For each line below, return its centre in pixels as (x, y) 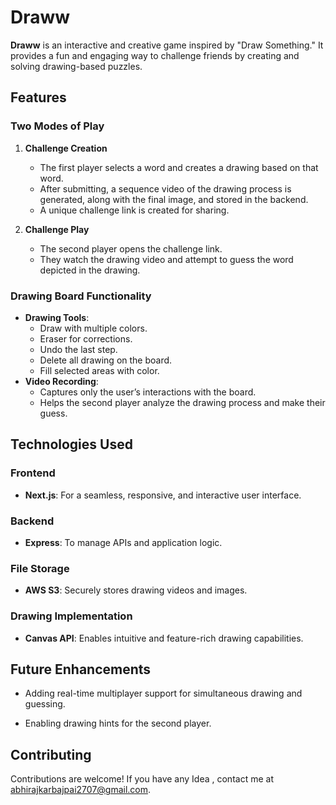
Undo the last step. (78, 349)
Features (38, 97)
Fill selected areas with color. (99, 370)
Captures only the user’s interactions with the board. (148, 392)
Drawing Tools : (57, 317)
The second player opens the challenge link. (131, 248)
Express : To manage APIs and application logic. (123, 542)
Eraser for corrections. (86, 338)
